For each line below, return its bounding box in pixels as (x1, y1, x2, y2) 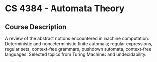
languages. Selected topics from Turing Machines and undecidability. (5, 51, 147, 57)
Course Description (5, 23, 67, 31)
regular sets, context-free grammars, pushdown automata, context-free (5, 46, 152, 52)
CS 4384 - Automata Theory (5, 3, 125, 14)
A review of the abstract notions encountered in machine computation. (5, 35, 150, 41)
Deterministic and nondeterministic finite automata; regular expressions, (5, 41, 153, 47)
